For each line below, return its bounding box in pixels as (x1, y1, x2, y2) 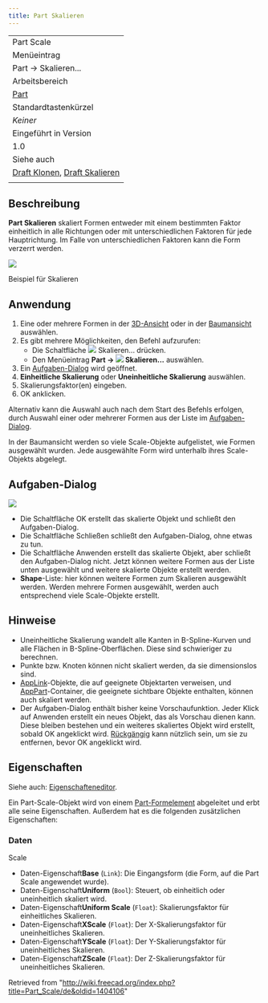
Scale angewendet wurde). (19, 876, 110, 887)
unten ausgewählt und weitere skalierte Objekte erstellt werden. (19, 565, 231, 575)
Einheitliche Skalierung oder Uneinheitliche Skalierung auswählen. (19, 372, 246, 382)
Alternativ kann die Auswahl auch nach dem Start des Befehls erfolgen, (8, 404, 245, 414)
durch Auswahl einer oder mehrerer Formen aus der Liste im (8, 413, 208, 423)
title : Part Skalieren (8, 11, 84, 20)
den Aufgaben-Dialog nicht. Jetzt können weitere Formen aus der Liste (19, 557, 255, 566)
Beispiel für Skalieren (8, 274, 79, 284)
